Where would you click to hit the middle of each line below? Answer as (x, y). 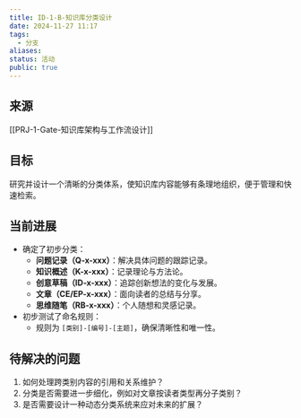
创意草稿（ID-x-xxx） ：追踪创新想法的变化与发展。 (129, 283)
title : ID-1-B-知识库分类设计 (61, 17)
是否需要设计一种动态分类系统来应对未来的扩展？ (112, 405)
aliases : (26, 51)
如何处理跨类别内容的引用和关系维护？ (93, 382)
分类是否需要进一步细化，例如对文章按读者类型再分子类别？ (132, 393)
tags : (19, 34)
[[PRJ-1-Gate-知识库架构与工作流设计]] (82, 129)
